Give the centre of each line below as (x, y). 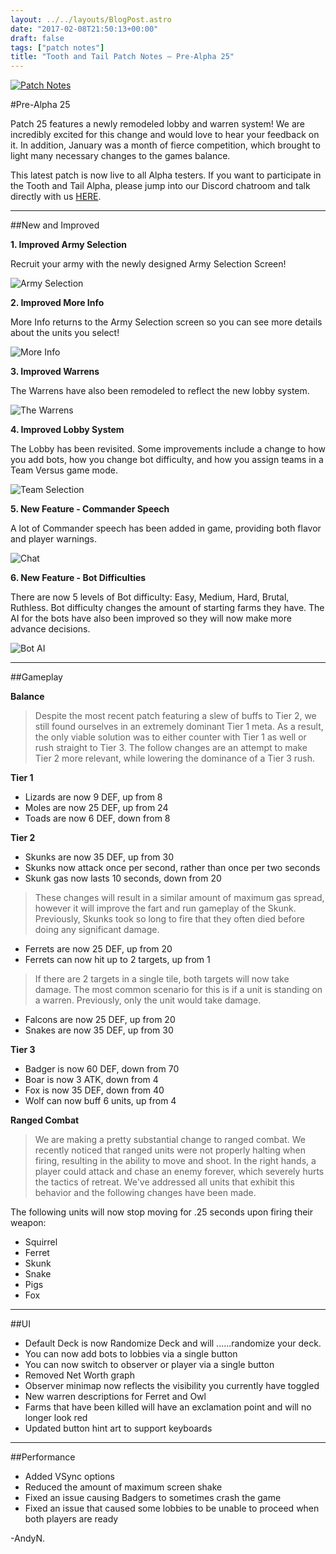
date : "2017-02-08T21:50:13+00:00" (84, 29)
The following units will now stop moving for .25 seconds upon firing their (162, 1212)
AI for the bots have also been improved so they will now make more (151, 618)
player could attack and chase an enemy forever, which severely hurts (179, 1172)
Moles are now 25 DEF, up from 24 (96, 808)
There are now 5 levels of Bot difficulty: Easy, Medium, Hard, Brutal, (150, 597)
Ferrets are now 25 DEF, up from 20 (98, 949)
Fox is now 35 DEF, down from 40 (94, 1090)
